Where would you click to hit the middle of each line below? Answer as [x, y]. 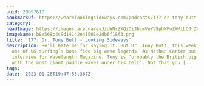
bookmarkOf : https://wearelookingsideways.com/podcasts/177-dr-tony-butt [102, 18]
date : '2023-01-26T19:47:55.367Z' [50, 74]
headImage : [20, 29]
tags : [13, 68]
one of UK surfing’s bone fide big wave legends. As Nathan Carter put [104, 51]
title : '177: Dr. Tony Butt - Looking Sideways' [69, 40]
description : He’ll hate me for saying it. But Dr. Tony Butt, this [95, 46]
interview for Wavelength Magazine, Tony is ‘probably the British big [104, 57]
